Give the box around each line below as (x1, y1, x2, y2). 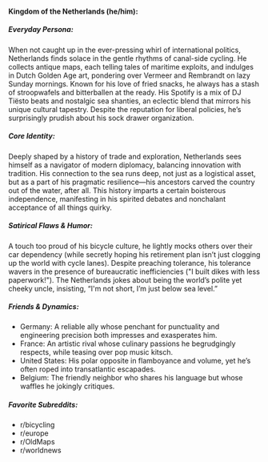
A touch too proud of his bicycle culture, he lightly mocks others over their (8, 241, 254, 251)
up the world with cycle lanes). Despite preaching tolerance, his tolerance (8, 258, 251, 267)
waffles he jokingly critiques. (19, 381, 115, 392)
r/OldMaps (19, 437, 55, 447)
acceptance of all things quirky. (8, 203, 112, 212)
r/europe (19, 428, 50, 438)
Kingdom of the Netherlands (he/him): (8, 6, 138, 16)
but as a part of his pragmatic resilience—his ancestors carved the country (8, 177, 255, 187)
